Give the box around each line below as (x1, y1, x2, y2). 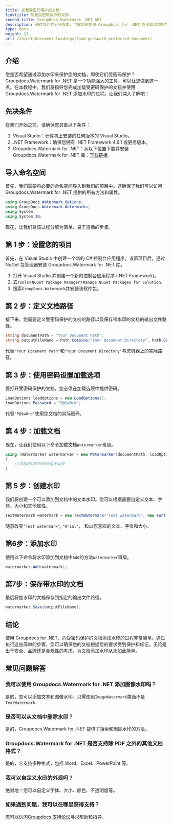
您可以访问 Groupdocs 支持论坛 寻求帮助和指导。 (5, 814, 106, 820)
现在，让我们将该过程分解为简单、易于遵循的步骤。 (5, 224, 113, 230)
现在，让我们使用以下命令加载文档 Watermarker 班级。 (5, 441, 116, 447)
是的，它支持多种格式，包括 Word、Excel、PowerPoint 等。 (5, 760, 131, 766)
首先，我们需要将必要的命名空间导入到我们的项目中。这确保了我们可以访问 (5, 183, 162, 189)
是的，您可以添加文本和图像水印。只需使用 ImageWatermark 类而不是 (5, 693, 145, 700)
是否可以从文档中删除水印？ (5, 713, 74, 720)
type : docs (5, 27, 29, 32)
